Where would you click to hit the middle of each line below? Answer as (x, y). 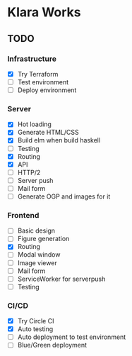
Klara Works (44, 12)
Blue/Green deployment (52, 345)
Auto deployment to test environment (72, 337)
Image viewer (37, 262)
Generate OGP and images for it (64, 196)
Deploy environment (47, 90)
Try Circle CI (36, 321)
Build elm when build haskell (59, 140)
